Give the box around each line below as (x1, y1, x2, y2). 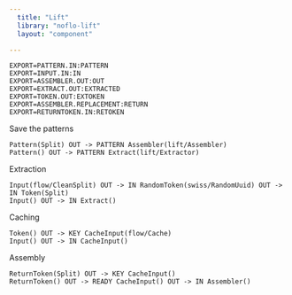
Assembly (9, 252, 46, 263)
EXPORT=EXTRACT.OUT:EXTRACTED (9, 85, 121, 94)
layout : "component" (17, 29, 93, 38)
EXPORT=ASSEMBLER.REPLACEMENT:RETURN (9, 100, 149, 109)
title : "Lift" (17, 12, 69, 22)
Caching (9, 212, 40, 222)
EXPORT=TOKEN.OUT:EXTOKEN (9, 92, 104, 102)
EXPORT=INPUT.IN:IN (9, 69, 81, 78)
